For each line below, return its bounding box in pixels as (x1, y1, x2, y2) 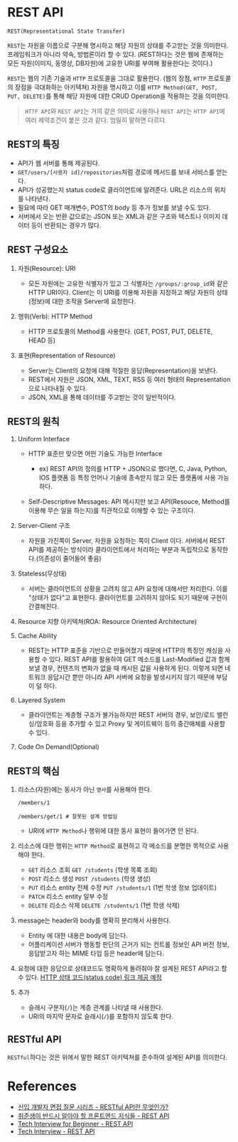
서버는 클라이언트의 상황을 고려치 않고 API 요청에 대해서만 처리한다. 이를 (28, 584, 228, 593)
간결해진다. (28, 602, 60, 611)
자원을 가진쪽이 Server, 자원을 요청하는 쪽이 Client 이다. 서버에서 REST (28, 537, 226, 545)
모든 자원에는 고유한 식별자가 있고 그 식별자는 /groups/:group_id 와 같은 (28, 279, 229, 288)
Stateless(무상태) (17, 569, 67, 578)
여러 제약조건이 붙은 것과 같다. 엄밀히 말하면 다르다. (24, 115, 167, 124)
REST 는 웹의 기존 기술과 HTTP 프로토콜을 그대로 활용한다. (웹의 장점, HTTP (7, 74, 207, 82)
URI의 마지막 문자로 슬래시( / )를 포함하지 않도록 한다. (28, 1012, 174, 1020)
